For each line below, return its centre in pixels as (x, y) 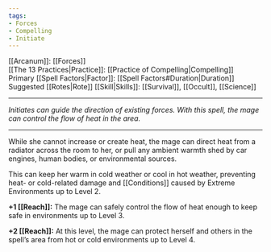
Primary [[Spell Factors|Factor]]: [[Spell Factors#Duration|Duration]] (121, 78)
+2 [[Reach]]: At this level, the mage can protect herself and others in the (130, 231)
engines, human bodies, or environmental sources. (93, 159)
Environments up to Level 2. (54, 192)
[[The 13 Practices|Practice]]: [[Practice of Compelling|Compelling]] (121, 70)
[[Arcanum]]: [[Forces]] (47, 61)
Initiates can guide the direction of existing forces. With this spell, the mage (134, 110)
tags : (17, 16)
